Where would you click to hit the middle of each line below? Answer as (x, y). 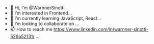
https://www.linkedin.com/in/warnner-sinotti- (101, 29)
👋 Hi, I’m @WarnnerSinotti (37, 8)
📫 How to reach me (31, 29)
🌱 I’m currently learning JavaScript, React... (56, 18)
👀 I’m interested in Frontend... (41, 13)
